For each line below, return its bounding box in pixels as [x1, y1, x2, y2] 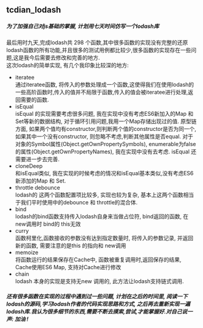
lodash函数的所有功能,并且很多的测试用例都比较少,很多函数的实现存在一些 [6, 47, 191, 54]
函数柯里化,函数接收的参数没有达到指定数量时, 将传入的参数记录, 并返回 [15, 235, 193, 242]
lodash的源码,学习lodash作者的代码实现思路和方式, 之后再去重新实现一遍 [6, 300, 190, 307]
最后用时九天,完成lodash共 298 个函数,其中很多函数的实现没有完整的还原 [6, 39, 188, 46]
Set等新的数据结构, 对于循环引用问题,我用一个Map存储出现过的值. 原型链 [15, 118, 197, 125]
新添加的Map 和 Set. [15, 177, 66, 184]
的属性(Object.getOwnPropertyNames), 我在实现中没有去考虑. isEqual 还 [15, 148, 197, 155]
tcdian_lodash [6, 5, 61, 15]
